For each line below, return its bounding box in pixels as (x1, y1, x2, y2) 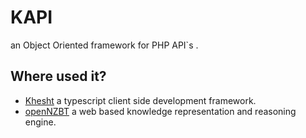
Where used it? (10, 68, 107, 85)
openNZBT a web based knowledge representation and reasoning (24, 105, 297, 117)
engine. (24, 116, 57, 128)
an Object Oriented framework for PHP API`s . (10, 39, 199, 51)
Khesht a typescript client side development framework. (24, 94, 257, 106)
